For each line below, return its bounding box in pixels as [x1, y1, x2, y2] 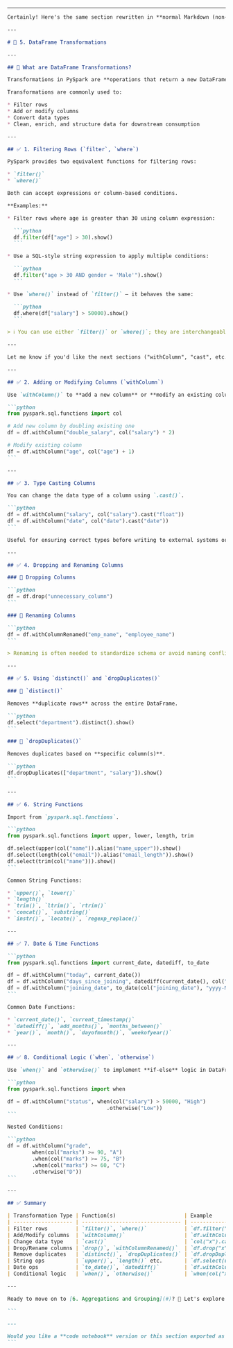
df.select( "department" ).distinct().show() [7, 719, 135, 726]
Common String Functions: [7, 877, 82, 884]
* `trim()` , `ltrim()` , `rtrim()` [7, 903, 107, 910]
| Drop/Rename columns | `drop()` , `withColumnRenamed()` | [7, 1245, 188, 1252]
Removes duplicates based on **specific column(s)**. [7, 751, 166, 758]
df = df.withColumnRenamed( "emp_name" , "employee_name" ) [7, 631, 175, 638]
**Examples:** [7, 202, 49, 209]
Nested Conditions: [7, 1123, 64, 1131]
